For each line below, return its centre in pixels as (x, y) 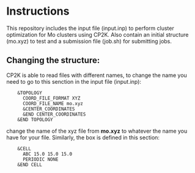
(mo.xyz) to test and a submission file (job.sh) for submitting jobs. (89, 41)
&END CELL (30, 164)
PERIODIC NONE (41, 159)
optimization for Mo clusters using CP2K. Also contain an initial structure (97, 34)
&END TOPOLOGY (35, 120)
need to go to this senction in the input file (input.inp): (74, 81)
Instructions (38, 11)
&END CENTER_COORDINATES (54, 114)
